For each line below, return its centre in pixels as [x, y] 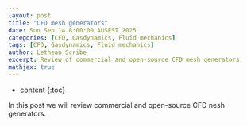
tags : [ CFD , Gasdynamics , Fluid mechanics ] [81, 45]
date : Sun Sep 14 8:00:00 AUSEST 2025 [72, 30]
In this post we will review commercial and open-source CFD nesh [116, 105]
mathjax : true [32, 67]
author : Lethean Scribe [48, 52]
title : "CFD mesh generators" [58, 23]
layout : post [30, 15]
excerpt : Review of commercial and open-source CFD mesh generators [124, 60]
